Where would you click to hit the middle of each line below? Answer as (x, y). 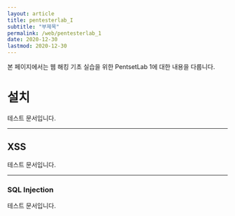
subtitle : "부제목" (33, 26)
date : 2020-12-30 (33, 40)
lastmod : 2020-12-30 (37, 46)
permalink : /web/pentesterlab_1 (54, 33)
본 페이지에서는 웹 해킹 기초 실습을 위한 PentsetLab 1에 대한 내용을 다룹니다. (111, 67)
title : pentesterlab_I (40, 20)
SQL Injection (30, 190)
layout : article (31, 14)
